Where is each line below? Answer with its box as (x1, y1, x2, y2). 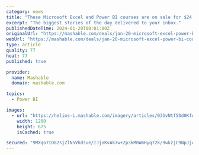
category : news (6, 8, 44, 15)
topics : (6, 91, 25, 97)
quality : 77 (6, 48, 36, 53)
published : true (6, 58, 46, 64)
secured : (6, 140, 28, 146)
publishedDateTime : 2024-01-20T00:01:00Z (6, 25, 110, 31)
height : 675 (17, 124, 46, 129)
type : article (6, 42, 41, 48)
